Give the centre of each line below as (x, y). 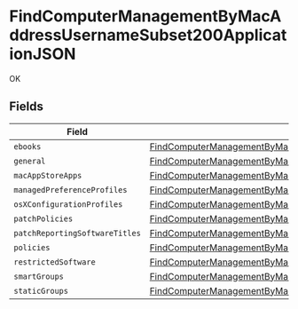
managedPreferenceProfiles (71, 190)
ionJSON (43, 54)
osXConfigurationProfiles (68, 204)
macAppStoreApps (48, 175)
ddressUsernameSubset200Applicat (148, 35)
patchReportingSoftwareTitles (78, 233)
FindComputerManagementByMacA (145, 16)
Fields (27, 107)
